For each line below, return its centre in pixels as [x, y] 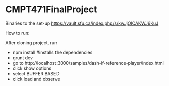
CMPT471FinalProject [51, 9]
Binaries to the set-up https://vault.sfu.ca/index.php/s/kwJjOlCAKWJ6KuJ [82, 23]
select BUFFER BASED [36, 73]
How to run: [17, 33]
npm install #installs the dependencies [52, 52]
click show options [32, 68]
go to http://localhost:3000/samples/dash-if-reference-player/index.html [88, 63]
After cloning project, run [31, 42]
